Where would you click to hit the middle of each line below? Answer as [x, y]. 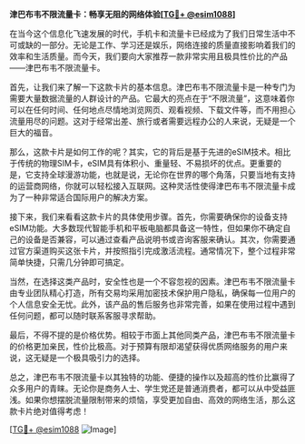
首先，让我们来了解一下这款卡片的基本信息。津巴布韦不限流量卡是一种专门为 [152, 87]
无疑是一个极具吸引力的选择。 [89, 358]
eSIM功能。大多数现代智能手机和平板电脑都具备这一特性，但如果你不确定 [146, 228]
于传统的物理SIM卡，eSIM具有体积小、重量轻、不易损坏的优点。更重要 [142, 163]
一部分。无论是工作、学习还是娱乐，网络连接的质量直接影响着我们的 [168, 45]
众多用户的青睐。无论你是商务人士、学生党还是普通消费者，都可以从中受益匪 [152, 388]
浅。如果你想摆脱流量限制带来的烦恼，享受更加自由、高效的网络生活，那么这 [152, 400]
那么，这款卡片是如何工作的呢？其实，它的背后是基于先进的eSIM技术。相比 [150, 152]
